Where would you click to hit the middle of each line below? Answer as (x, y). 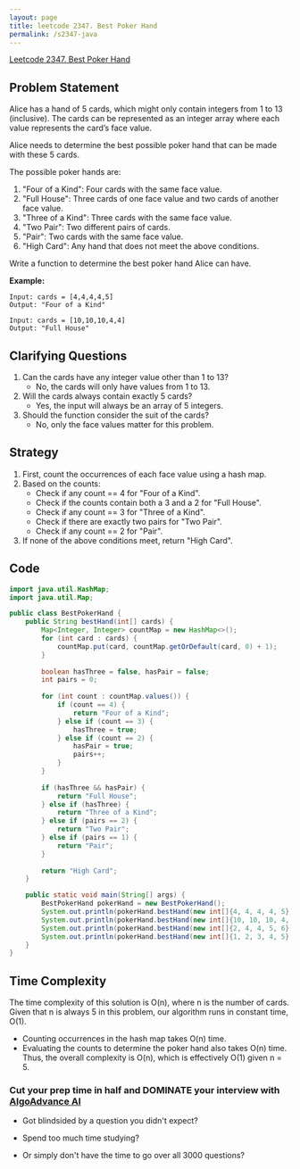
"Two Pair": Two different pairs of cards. (96, 228)
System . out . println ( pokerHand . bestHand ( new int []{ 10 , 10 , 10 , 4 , (166, 920)
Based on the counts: (61, 484)
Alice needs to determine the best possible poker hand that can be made (143, 145)
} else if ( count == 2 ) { (105, 738)
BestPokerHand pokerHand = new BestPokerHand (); (133, 904)
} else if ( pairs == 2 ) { (90, 821)
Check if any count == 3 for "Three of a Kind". (120, 512)
